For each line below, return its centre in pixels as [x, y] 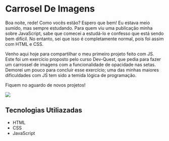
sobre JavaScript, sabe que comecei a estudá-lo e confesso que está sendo [84, 33]
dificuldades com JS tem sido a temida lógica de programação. [71, 75]
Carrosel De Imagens [50, 9]
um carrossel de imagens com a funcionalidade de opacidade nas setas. [81, 64]
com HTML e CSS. [24, 44]
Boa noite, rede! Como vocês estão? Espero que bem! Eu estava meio [78, 23]
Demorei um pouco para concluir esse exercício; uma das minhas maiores [82, 70]
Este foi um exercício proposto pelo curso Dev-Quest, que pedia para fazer [83, 59]
